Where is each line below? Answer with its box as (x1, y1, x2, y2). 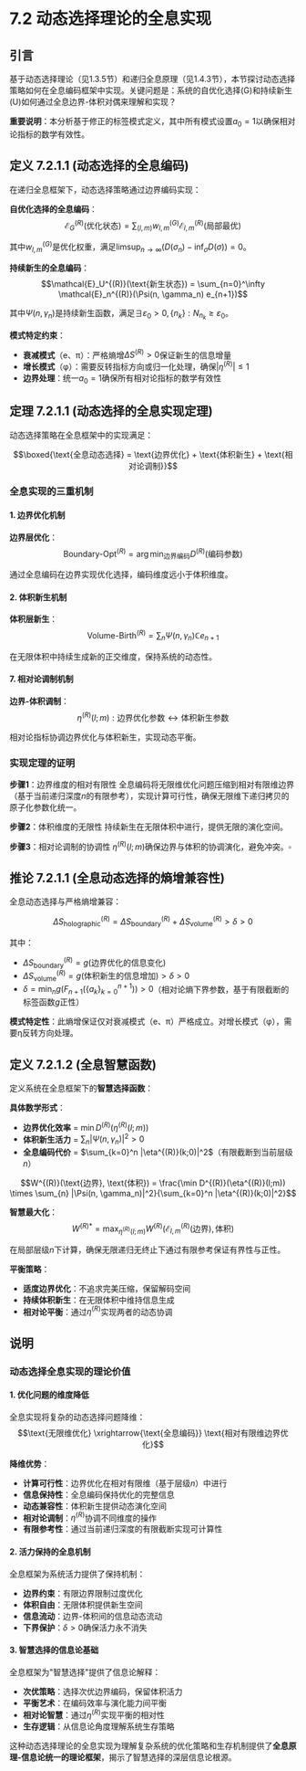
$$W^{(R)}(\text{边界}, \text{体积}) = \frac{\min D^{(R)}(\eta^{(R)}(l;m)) (20, 1177, 286, 1188)
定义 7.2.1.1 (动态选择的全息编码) (9, 158, 189, 174)
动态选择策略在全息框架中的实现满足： (9, 429, 153, 440)
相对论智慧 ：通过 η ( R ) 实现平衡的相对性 (22, 1707, 166, 1720)
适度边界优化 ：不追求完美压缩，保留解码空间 (22, 1282, 191, 1293)
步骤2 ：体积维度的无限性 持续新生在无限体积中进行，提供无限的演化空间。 (9, 821, 289, 832)
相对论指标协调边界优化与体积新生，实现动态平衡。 (9, 732, 201, 743)
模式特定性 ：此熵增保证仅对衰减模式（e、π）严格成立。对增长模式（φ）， (9, 1016, 284, 1028)
